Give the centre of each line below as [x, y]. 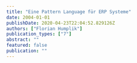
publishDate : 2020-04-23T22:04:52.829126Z [61, 23]
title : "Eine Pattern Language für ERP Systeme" [69, 12]
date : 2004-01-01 [28, 17]
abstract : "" [23, 40]
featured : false [27, 46]
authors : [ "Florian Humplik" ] [45, 28]
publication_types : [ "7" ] [39, 34]
